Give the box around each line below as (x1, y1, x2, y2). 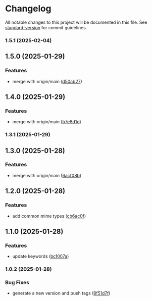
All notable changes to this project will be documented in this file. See (5, 19, 148, 25)
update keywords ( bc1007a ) (12, 253, 69, 259)
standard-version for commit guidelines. (5, 24, 87, 30)
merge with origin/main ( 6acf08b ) (12, 172, 82, 178)
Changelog (5, 3, 51, 14)
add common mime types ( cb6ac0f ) (12, 213, 86, 219)
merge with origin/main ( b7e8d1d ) (12, 119, 82, 125)
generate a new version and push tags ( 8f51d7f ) (12, 290, 110, 296)
